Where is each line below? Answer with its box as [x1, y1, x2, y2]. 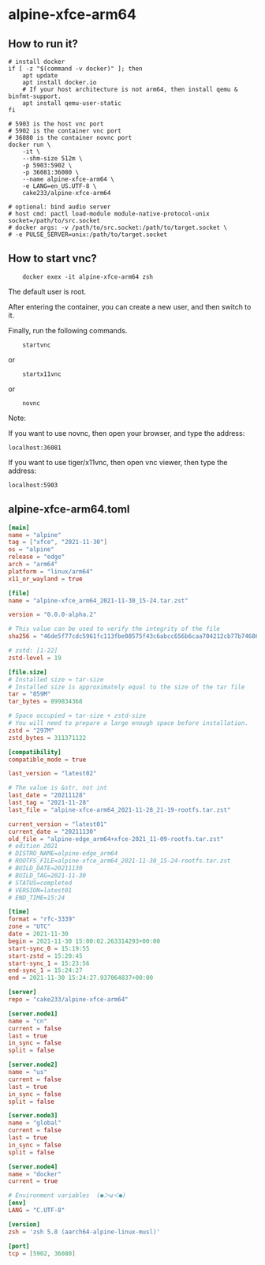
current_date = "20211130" [8, 828, 97, 835]
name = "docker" [8, 1170, 62, 1178]
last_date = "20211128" [8, 791, 87, 799]
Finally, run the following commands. [8, 325, 128, 335]
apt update [22, 72, 58, 80]
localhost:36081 [8, 444, 62, 452]
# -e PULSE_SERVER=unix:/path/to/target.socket [8, 231, 168, 238]
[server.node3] [8, 1112, 58, 1120]
